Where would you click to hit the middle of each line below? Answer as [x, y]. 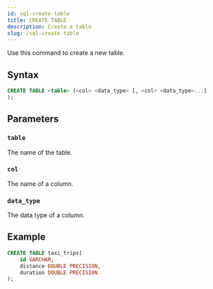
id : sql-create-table [39, 14]
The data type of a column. [46, 215]
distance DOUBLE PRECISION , [60, 266]
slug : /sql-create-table [43, 33]
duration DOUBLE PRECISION [59, 272]
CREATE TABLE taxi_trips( [45, 253]
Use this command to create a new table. [66, 53]
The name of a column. [40, 183]
